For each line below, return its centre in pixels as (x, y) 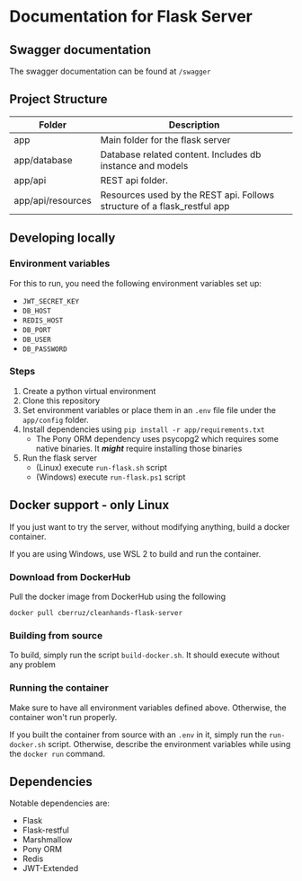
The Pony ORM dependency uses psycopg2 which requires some (157, 438)
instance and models (144, 165)
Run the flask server (59, 458)
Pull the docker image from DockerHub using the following (118, 596)
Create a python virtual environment (89, 391)
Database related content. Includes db (181, 154)
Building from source (56, 635)
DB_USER (36, 339)
